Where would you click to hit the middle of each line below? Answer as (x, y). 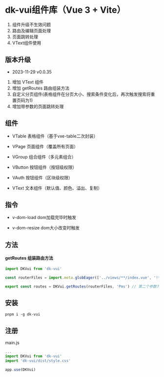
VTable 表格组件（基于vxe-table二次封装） (55, 136)
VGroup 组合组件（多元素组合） (44, 156)
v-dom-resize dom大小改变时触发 (46, 228)
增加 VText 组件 (28, 82)
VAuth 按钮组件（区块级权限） (42, 177)
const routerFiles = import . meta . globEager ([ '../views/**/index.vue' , (78, 277)
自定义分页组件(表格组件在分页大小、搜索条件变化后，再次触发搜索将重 (83, 94)
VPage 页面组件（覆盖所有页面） (45, 146)
